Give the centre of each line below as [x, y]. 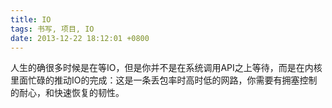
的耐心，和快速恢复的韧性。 [67, 93]
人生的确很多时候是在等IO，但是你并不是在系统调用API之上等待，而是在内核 [166, 68]
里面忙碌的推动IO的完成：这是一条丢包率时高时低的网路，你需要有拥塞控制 [164, 80]
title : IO [31, 19]
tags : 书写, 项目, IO [52, 29]
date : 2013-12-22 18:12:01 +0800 [80, 38]
